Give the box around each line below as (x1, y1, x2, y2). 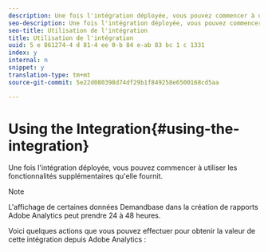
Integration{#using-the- (76, 120, 240, 138)
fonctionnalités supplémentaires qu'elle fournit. (8, 171, 164, 181)
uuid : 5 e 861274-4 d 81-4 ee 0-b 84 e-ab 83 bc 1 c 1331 (8, 41, 205, 49)
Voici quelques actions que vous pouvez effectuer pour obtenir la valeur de (8, 226, 256, 236)
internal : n (8, 57, 48, 65)
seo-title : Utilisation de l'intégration (8, 26, 148, 34)
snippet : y (8, 64, 45, 72)
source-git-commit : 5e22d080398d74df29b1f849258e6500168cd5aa (8, 78, 219, 86)
